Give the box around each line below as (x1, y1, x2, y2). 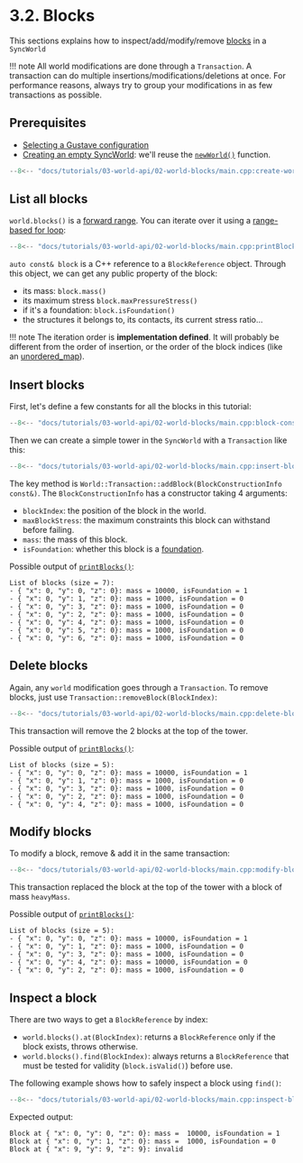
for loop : (34, 224, 66, 235)
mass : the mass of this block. (22, 534, 128, 545)
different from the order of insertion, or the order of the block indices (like (9, 342, 283, 353)
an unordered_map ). (9, 351, 86, 362)
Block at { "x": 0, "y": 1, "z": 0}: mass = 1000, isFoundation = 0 (9, 1137, 277, 1146)
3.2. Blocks (9, 5, 96, 26)
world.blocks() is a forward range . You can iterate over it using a (9, 215, 251, 226)
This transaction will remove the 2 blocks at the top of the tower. (9, 725, 249, 736)
